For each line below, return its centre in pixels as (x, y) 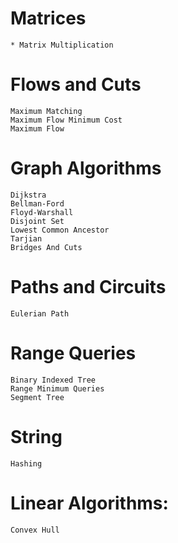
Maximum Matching (46, 111)
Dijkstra (28, 195)
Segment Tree (37, 397)
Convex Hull (35, 530)
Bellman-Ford (37, 203)
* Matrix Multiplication (62, 45)
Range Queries (73, 353)
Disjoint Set (37, 221)
